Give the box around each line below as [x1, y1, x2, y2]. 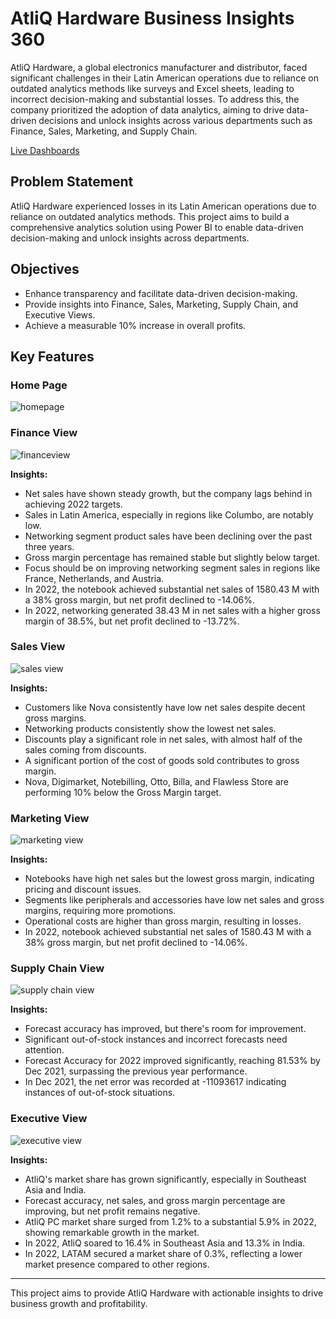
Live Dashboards [10, 144, 80, 156]
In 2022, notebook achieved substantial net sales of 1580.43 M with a [24, 926, 312, 938]
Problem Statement [10, 173, 134, 191]
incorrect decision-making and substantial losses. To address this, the [10, 93, 300, 105]
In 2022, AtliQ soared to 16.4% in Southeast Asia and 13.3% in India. [24, 1237, 306, 1249]
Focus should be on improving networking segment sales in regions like [24, 562, 321, 574]
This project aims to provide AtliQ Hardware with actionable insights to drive [10, 1287, 324, 1299]
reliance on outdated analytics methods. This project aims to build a [10, 210, 290, 222]
